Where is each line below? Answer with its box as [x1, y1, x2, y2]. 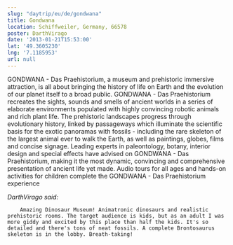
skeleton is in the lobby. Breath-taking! [7, 230, 133, 238]
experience [7, 179, 40, 188]
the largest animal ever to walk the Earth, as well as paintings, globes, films [7, 134, 225, 143]
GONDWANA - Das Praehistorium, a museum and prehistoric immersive [7, 75, 215, 83]
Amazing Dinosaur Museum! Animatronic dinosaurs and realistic [20, 206, 209, 213]
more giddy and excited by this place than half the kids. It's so [7, 218, 209, 225]
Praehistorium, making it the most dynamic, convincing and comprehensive [7, 157, 225, 165]
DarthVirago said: [7, 192, 58, 201]
